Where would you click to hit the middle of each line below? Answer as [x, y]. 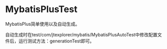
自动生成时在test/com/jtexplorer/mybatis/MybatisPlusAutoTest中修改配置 [81, 34]
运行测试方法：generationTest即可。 [57, 41]
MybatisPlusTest [41, 9]
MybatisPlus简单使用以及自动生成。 [43, 24]
